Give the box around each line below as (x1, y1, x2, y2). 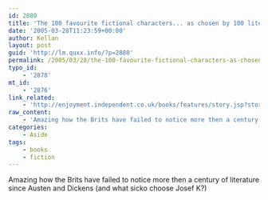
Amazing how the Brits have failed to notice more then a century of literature (8, 175, 260, 185)
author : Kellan (8, 34, 59, 42)
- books (22, 146, 48, 154)
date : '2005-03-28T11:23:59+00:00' (8, 26, 127, 34)
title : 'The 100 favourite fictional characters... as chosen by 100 (8, 19, 245, 27)
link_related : (8, 94, 56, 102)
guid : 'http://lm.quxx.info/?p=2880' (8, 49, 134, 57)
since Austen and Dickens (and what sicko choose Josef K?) (8, 183, 207, 193)
